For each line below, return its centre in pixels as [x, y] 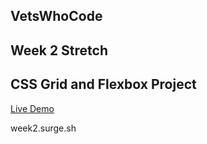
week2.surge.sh [43, 128]
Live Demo [32, 108]
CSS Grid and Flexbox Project [103, 84]
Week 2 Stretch [59, 50]
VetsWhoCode [56, 16]
